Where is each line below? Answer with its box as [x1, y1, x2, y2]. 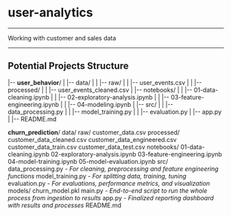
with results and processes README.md [8, 201, 122, 209]
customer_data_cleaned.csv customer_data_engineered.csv [8, 135, 177, 143]
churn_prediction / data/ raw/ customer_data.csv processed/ [8, 128, 180, 136]
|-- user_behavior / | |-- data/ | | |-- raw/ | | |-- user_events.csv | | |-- [8, 78, 202, 86]
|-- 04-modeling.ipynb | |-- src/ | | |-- [68, 100, 173, 108]
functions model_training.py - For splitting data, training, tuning [8, 171, 187, 180]
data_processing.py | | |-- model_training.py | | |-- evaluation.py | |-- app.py [8, 108, 222, 116]
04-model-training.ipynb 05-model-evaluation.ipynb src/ [8, 157, 169, 165]
